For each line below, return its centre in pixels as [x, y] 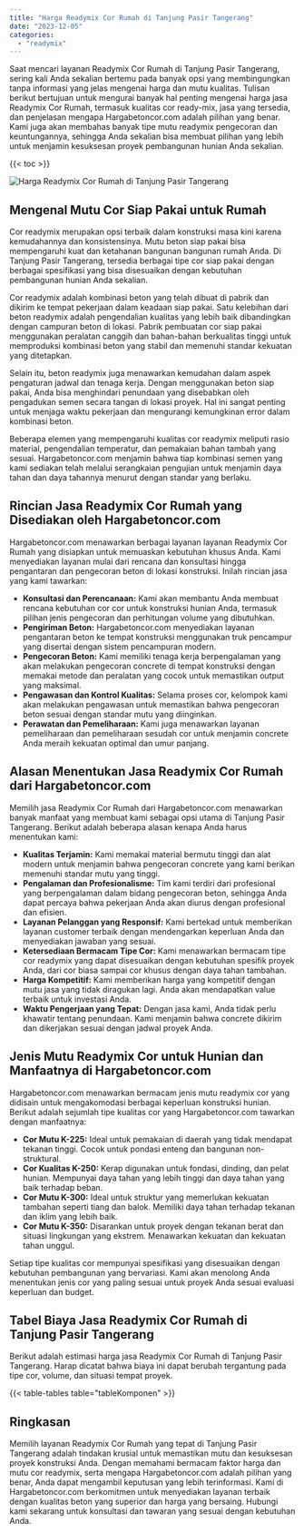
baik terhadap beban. [63, 1187]
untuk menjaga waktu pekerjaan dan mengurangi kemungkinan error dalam [150, 412]
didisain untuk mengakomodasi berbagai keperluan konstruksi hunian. [140, 1102]
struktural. [42, 1158]
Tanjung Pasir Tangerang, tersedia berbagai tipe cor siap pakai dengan [142, 261]
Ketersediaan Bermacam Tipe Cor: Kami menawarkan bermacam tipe [154, 951]
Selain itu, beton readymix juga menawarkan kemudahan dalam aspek [140, 373]
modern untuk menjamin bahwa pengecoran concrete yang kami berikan [158, 864]
